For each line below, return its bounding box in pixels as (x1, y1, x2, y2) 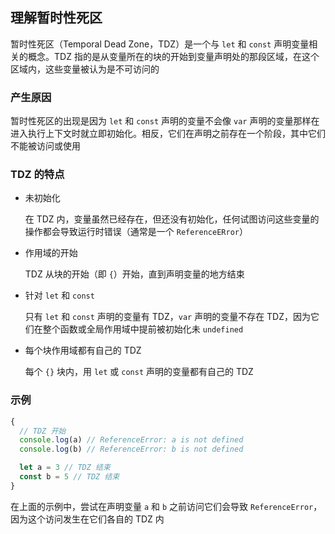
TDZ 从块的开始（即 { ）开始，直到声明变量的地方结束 (24, 268, 245, 280)
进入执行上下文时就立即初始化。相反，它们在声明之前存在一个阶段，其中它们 (10, 128, 326, 140)
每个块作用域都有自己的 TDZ (24, 344, 142, 357)
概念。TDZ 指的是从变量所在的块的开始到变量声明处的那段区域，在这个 (27, 50, 320, 62)
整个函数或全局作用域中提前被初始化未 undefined (42, 323, 244, 335)
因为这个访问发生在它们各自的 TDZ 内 (10, 513, 165, 525)
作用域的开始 (24, 247, 78, 259)
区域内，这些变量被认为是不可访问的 (10, 63, 160, 75)
